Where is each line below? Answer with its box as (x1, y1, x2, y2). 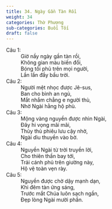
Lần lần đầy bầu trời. (20, 72, 70, 79)
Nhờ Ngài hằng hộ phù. (20, 103, 77, 110)
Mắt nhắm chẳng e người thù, (20, 96, 92, 103)
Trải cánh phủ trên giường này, (20, 159, 94, 166)
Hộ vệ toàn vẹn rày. (20, 165, 68, 172)
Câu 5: (6, 171, 22, 178)
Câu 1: (6, 46, 22, 53)
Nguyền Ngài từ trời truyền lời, (20, 146, 93, 153)
